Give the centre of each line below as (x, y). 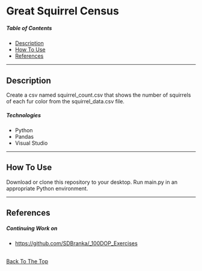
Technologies (23, 115)
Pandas (24, 136)
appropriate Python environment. (47, 188)
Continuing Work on (32, 228)
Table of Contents (29, 28)
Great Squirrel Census (63, 11)
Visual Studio (31, 143)
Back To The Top (27, 261)
